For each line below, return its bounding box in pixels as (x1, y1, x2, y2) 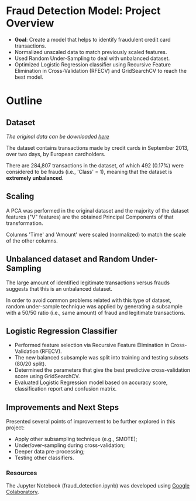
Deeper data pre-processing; (14, 448, 85, 455)
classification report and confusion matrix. (14, 385, 117, 392)
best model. (14, 73, 44, 80)
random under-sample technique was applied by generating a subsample (6, 302, 183, 310)
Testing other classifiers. (14, 454, 74, 462)
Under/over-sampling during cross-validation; (14, 442, 125, 449)
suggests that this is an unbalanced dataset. (6, 285, 113, 292)
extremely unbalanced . (6, 174, 64, 181)
